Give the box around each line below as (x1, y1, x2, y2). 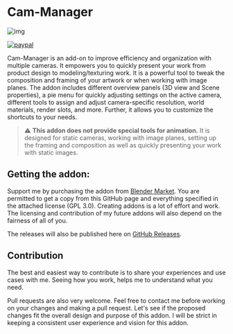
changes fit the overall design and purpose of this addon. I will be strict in (7, 311, 217, 319)
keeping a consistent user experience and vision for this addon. (7, 318, 189, 326)
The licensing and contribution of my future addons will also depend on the (7, 209, 222, 217)
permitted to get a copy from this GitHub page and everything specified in (7, 194, 218, 202)
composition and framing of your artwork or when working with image (7, 76, 207, 84)
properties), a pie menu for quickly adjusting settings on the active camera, (7, 91, 222, 99)
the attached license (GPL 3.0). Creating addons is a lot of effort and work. (7, 202, 221, 210)
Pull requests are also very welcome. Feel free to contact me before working (7, 296, 225, 305)
